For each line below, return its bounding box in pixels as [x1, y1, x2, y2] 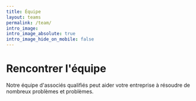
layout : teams [6, 14, 42, 20]
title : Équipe [6, 8, 42, 15]
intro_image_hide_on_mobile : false [6, 36, 94, 42]
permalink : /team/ [6, 20, 52, 26]
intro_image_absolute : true [6, 31, 76, 37]
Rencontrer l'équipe [6, 62, 107, 75]
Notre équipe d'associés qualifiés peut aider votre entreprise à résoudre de [6, 81, 190, 89]
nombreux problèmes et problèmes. [6, 87, 94, 95]
